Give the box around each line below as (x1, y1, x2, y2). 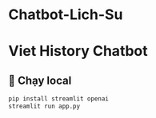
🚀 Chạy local (8, 73, 72, 87)
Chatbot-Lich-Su (8, 6, 123, 24)
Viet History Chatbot (8, 42, 148, 61)
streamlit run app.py (8, 102, 81, 111)
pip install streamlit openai (8, 95, 110, 103)
